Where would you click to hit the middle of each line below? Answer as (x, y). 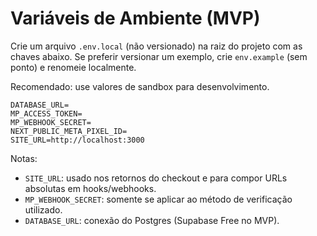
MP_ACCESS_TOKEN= (46, 113)
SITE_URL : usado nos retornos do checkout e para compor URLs (156, 178)
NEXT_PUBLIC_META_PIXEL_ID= (69, 131)
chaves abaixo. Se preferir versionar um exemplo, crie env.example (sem (159, 56)
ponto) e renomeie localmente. (73, 67)
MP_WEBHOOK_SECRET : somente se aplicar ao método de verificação (158, 199)
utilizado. (43, 209)
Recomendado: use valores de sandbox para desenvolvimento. (140, 86)
